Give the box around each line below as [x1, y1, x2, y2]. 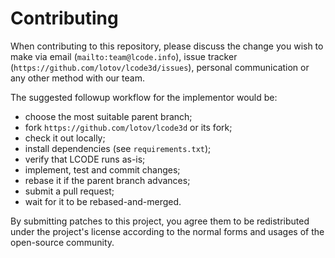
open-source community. [10, 236, 115, 248]
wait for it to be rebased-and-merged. [24, 195, 182, 207]
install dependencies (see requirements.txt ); [24, 142, 212, 154]
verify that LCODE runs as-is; [24, 153, 146, 165]
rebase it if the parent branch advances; [24, 174, 191, 186]
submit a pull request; [24, 185, 115, 197]
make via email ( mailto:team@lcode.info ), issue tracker [10, 50, 238, 62]
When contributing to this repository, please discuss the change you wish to [10, 40, 324, 52]
